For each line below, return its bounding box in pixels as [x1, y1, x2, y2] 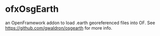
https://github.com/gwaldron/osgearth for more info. [5, 25, 112, 31]
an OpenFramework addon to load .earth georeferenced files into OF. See [5, 20, 155, 26]
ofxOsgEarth [5, 3, 59, 15]
